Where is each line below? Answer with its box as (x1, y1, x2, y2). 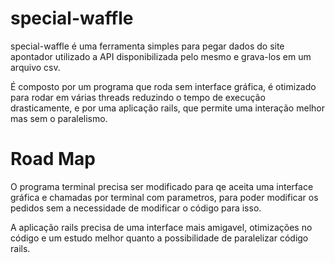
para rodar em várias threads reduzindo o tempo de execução (10, 91, 266, 103)
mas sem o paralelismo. (10, 112, 108, 124)
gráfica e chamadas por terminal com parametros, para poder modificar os (10, 191, 319, 203)
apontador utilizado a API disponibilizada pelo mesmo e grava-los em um (10, 50, 312, 62)
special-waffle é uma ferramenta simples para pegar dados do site (10, 40, 285, 52)
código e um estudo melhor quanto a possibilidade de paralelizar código (10, 232, 309, 244)
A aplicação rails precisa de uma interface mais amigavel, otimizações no (10, 221, 313, 233)
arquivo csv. (10, 61, 61, 73)
